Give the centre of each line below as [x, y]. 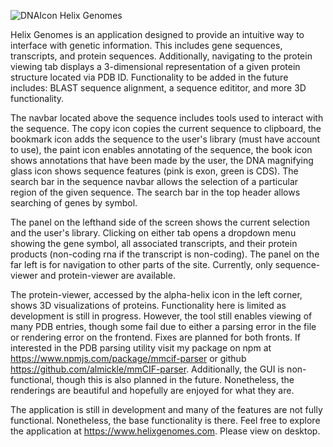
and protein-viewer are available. [107, 275]
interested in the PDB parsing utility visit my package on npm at [141, 348]
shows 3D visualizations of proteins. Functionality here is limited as [148, 305]
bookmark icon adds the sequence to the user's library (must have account [165, 139]
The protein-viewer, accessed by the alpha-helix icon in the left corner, [156, 294]
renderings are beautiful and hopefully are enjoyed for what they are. [152, 390]
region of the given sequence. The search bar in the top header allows [155, 192]
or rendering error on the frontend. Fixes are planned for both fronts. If [155, 337]
